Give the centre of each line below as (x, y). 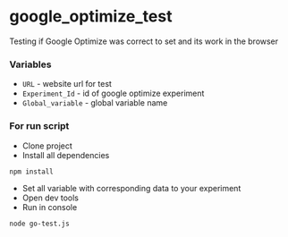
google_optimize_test (91, 17)
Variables (30, 64)
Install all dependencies (66, 155)
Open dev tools (50, 198)
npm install (31, 172)
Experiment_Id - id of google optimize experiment (113, 93)
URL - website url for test (67, 84)
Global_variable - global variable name (95, 103)
